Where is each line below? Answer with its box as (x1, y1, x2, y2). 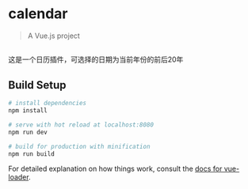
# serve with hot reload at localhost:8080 (8, 120, 155, 129)
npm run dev (8, 128, 48, 136)
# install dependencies (8, 100, 87, 108)
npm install (8, 107, 48, 115)
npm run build (8, 149, 55, 158)
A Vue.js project (27, 31, 81, 40)
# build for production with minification (8, 142, 151, 150)
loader (8, 172, 29, 182)
